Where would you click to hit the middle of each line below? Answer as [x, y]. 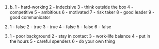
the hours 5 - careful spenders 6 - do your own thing [62, 41]
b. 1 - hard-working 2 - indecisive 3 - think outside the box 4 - [71, 7]
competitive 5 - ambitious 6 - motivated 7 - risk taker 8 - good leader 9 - [82, 12]
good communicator [30, 17]
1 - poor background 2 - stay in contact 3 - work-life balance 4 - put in [80, 36]
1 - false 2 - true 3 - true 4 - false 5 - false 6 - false [60, 27]
